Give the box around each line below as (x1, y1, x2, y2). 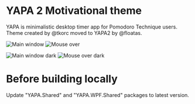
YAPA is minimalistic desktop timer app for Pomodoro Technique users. (6, 23, 177, 30)
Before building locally (6, 73, 118, 85)
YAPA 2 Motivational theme (6, 4, 142, 17)
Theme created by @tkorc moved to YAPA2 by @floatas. (6, 29, 142, 36)
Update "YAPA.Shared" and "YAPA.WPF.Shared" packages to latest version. (6, 91, 189, 98)
